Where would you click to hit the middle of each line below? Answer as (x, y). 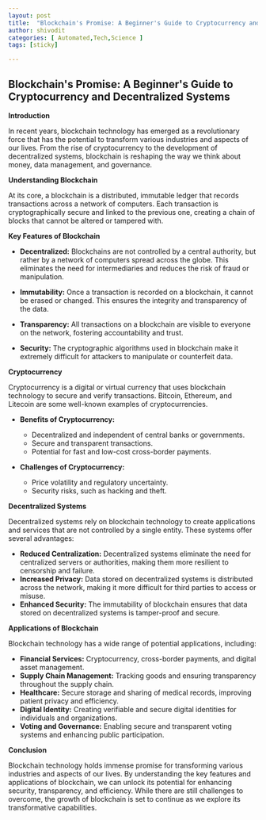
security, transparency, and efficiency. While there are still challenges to (126, 791)
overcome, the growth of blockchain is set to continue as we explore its (125, 799)
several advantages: (41, 538)
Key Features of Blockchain (54, 236)
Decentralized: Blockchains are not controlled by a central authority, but (138, 251)
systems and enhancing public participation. (92, 734)
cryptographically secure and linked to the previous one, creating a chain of (132, 212)
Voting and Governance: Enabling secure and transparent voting (125, 726)
